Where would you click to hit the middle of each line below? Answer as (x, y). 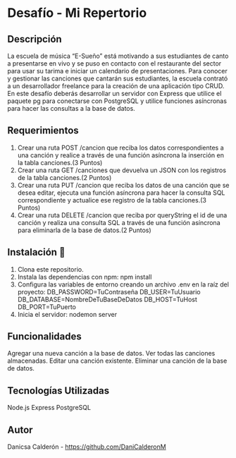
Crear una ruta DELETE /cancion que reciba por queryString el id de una (122, 215)
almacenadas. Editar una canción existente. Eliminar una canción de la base (117, 361)
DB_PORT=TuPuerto (46, 307)
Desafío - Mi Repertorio (77, 13)
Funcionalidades (45, 337)
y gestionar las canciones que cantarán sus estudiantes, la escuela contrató (118, 78)
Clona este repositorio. (50, 269)
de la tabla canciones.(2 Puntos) (64, 177)
